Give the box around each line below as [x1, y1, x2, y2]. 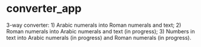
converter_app [6, 2, 82, 15]
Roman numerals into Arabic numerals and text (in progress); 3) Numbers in [6, 27, 195, 35]
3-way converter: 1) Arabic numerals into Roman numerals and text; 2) [6, 21, 182, 29]
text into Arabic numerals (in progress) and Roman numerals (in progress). [6, 34, 192, 41]
